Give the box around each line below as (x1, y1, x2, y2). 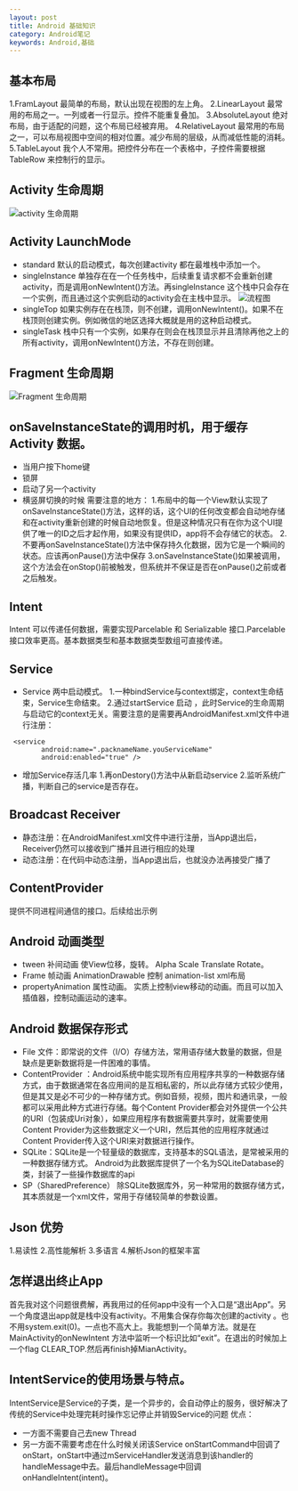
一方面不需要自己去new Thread (21, 1427, 137, 1438)
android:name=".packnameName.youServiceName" (41, 745, 213, 754)
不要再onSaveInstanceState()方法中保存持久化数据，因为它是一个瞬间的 (21, 540, 286, 550)
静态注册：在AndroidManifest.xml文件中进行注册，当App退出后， (21, 832, 262, 843)
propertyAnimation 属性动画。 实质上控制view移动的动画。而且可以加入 (21, 982, 284, 992)
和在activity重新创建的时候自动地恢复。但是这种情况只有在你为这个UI (21, 517, 276, 528)
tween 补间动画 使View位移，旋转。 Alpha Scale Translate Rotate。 (21, 959, 269, 970)
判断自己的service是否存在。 (37, 780, 144, 791)
